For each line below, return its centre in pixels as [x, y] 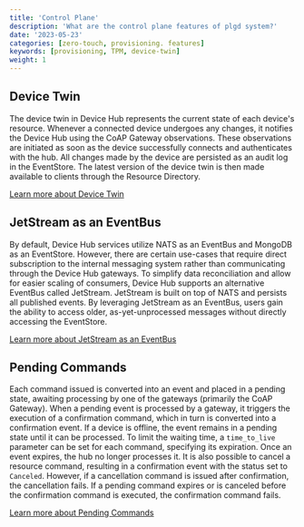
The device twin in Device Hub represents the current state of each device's [152, 118]
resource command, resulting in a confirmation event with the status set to [149, 466]
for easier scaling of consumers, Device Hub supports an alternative [137, 283]
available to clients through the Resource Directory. [105, 176]
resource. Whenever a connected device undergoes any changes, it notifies [151, 128]
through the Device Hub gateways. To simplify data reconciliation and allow [150, 273]
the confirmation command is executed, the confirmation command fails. [145, 495]
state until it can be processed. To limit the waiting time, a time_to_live [142, 437]
